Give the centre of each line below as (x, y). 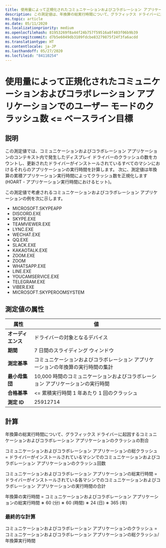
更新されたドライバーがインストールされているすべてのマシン (89, 163)
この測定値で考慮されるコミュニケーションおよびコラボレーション (72, 193)
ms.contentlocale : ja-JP (31, 46)
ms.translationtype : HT (30, 42)
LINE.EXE (22, 272)
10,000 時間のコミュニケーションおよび (81, 377)
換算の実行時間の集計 (88, 367)
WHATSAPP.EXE (29, 266)
